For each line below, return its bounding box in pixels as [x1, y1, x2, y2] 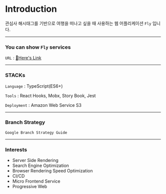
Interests [5, 146, 27, 153]
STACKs [5, 72, 26, 79]
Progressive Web [12, 184, 47, 190]
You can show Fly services [5, 43, 71, 50]
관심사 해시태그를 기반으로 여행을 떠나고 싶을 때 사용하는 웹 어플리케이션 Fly [5, 20, 152, 26]
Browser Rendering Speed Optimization [12, 168, 93, 174]
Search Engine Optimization [12, 162, 69, 168]
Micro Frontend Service [12, 178, 61, 184]
